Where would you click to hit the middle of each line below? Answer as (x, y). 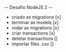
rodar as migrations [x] (35, 28)
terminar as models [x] (35, 22)
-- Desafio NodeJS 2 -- (28, 7)
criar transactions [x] (33, 33)
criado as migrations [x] (36, 17)
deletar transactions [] (35, 38)
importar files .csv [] (32, 44)
